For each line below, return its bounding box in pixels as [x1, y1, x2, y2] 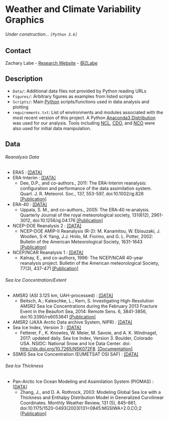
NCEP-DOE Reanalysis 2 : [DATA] [12, 223, 81, 229]
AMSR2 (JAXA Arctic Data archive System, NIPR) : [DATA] [12, 319, 132, 325]
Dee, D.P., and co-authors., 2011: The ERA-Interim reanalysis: [20, 180, 147, 186]
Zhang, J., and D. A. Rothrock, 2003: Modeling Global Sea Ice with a [20, 389, 161, 395]
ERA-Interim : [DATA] [12, 175, 56, 181]
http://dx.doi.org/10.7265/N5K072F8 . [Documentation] [20, 346, 133, 352]
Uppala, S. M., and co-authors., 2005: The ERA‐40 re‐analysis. [20, 207, 150, 213]
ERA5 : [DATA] [12, 169, 42, 175]
